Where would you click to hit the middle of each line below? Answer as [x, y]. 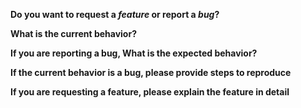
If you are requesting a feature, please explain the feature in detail [150, 92]
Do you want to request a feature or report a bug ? [115, 14]
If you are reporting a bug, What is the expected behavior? [134, 53]
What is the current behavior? [73, 33]
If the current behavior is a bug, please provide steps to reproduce [151, 72]
